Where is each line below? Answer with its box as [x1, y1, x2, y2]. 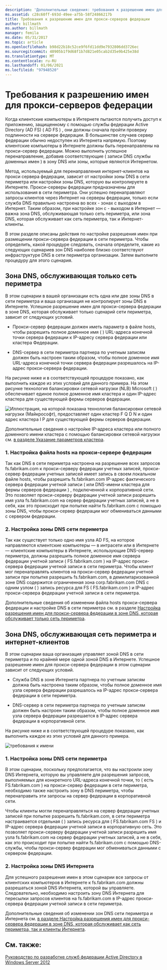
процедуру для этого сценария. [5, 257, 73, 263]
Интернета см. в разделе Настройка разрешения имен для [5, 916, 131, 922]
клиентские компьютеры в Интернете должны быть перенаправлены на [5, 143, 160, 149]
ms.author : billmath [5, 26, 48, 31]
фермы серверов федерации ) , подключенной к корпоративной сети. [5, 487, 155, 493]
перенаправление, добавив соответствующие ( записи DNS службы [5, 153, 151, 159]
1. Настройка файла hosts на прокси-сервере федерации [5, 449, 152, 456]
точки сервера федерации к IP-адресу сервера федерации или [12, 334, 147, 340]
